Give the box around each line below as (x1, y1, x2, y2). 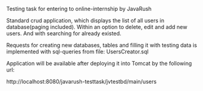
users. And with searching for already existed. (6, 30, 122, 37)
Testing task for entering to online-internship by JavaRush (6, 5, 152, 12)
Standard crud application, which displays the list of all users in (6, 17, 165, 24)
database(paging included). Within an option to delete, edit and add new (6, 24, 187, 30)
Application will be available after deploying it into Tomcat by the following (6, 60, 192, 67)
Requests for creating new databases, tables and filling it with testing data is (6, 42, 198, 49)
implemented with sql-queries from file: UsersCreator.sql (6, 48, 149, 55)
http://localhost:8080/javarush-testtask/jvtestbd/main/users (6, 78, 157, 85)
